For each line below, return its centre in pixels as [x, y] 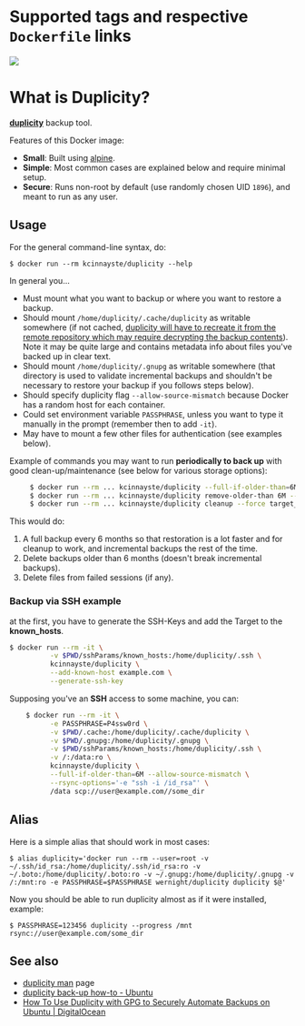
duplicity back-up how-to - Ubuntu [88, 992]
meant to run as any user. [70, 196]
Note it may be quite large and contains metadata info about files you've [157, 347]
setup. [34, 177]
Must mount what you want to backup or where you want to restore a [152, 298]
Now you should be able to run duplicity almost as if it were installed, [138, 899]
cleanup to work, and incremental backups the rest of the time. [140, 548]
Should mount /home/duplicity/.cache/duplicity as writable [137, 317]
